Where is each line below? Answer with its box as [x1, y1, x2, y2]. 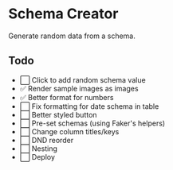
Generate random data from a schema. [8, 31, 136, 41]
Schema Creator [8, 5, 119, 23]
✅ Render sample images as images [19, 83, 139, 93]
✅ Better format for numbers [19, 92, 114, 102]
